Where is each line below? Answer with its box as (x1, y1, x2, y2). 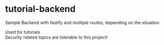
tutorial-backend (5, 3, 76, 15)
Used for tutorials (5, 29, 40, 35)
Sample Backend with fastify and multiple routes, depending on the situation (5, 20, 160, 25)
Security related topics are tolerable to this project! (5, 34, 108, 40)
